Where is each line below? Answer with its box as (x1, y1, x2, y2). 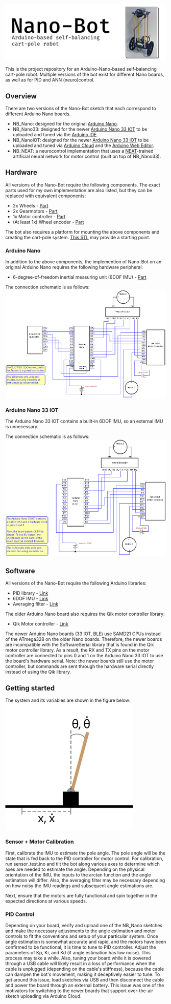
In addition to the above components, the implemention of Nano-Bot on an (5, 259, 162, 265)
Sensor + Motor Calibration (5, 838, 74, 845)
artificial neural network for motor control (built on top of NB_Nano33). (12, 153, 161, 159)
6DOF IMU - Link (12, 596, 48, 602)
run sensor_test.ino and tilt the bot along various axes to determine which (5, 861, 160, 867)
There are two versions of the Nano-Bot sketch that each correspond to (5, 106, 157, 111)
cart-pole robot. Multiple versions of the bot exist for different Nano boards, (5, 71, 164, 78)
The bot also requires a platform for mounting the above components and (5, 228, 160, 235)
